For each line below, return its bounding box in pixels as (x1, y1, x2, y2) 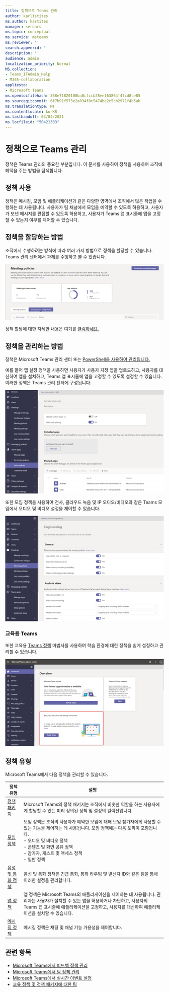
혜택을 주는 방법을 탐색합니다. (5, 167, 63, 173)
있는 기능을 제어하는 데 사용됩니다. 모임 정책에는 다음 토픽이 (23, 825, 140, 831)
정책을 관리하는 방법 (5, 342, 63, 350)
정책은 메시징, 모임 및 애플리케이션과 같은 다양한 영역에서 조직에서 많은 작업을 (5, 198, 157, 204)
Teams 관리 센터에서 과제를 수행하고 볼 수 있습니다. (5, 253, 107, 259)
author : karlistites (5, 13, 49, 19)
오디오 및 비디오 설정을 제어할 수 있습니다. (18, 505, 101, 511)
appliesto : (5, 83, 28, 88)
